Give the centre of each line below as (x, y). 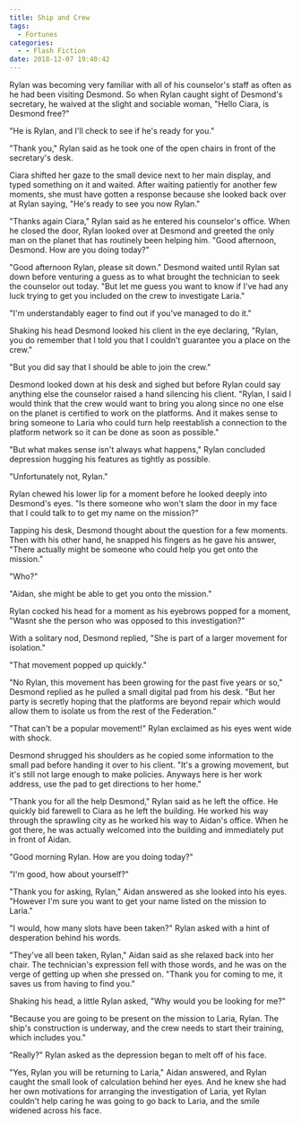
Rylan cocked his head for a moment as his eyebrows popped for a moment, (150, 611)
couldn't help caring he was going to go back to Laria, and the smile (135, 1101)
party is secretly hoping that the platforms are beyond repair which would (145, 702)
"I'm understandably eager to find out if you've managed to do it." (131, 313)
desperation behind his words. (65, 938)
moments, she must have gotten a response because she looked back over (148, 194)
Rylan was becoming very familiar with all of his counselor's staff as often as (150, 85)
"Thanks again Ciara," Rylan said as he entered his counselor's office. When (150, 221)
